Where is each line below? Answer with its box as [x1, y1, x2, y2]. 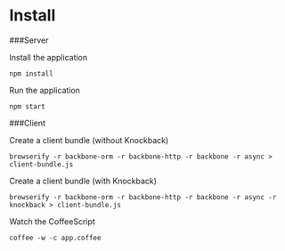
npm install [9, 69, 53, 78]
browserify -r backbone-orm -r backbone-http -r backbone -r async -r [9, 192, 277, 201]
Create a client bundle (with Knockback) [9, 175, 158, 186]
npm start [9, 101, 46, 111]
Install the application [9, 52, 88, 62]
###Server [9, 35, 49, 45]
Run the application [9, 85, 80, 95]
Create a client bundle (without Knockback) [9, 134, 169, 145]
